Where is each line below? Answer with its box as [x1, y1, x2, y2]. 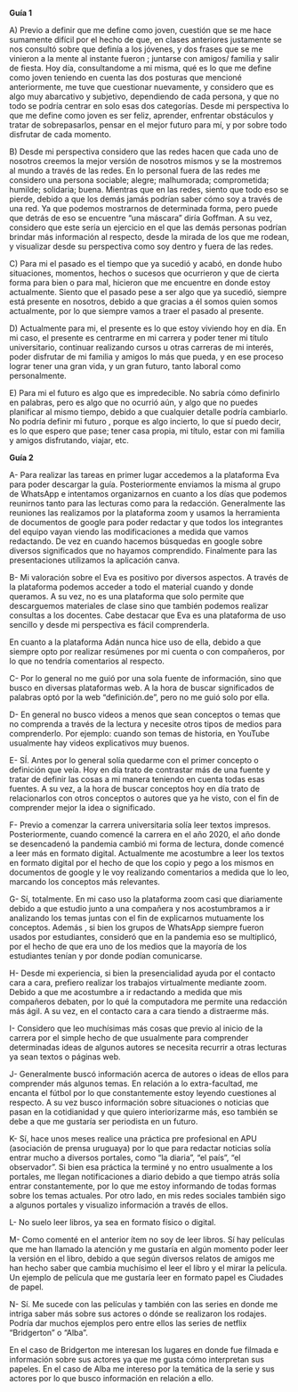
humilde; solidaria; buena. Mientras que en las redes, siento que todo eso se [9, 185, 289, 194]
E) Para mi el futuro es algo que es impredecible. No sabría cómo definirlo [9, 388, 280, 398]
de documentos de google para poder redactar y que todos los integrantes [9, 517, 284, 527]
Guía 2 [9, 452, 34, 463]
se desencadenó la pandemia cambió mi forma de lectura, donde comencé [9, 838, 285, 849]
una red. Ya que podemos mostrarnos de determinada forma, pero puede [9, 203, 278, 213]
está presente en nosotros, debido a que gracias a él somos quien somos [9, 296, 278, 307]
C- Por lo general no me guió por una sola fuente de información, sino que [9, 673, 282, 683]
